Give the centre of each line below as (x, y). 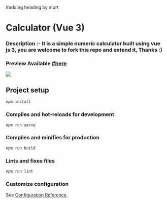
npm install (18, 102)
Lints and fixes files (30, 160)
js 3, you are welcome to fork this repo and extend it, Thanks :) (84, 50)
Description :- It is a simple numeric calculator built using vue (83, 44)
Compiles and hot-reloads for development (60, 114)
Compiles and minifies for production (53, 138)
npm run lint (20, 172)
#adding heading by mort (32, 7)
